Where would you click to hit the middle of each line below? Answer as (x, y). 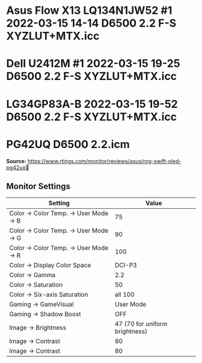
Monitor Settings (38, 186)
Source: (17, 161)
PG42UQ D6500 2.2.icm (68, 144)
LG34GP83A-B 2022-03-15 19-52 (92, 104)
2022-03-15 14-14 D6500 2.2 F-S (91, 23)
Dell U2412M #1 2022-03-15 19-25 (93, 64)
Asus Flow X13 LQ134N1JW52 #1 (89, 11)
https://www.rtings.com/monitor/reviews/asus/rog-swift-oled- (105, 161)
